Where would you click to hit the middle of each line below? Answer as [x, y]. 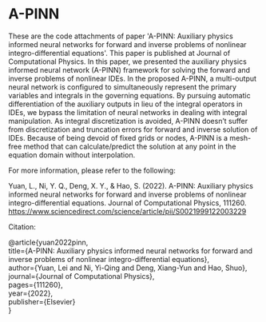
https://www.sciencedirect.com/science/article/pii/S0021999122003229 [127, 211]
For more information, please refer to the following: [92, 170]
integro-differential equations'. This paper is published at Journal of [119, 53]
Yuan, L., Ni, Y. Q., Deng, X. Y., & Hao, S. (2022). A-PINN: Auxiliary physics [131, 185]
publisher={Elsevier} [42, 301]
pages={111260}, [36, 284]
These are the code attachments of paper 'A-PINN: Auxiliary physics [121, 36]
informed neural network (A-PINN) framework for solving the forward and [129, 70]
